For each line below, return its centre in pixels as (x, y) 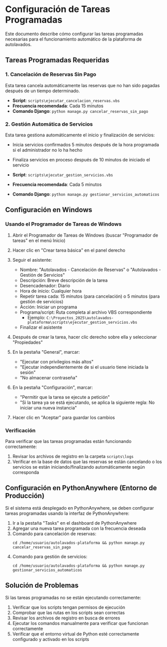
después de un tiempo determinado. (42, 91)
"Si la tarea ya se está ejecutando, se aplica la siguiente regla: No (87, 402)
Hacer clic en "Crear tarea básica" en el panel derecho (69, 250)
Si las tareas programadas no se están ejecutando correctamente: (73, 597)
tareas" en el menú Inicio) (39, 240)
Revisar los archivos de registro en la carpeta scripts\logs (73, 456)
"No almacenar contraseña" (48, 377)
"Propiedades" (27, 342)
